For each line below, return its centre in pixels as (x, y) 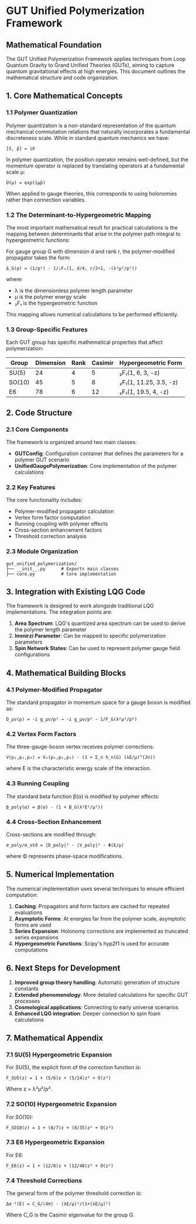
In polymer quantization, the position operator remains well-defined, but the (97, 159)
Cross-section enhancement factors (58, 530)
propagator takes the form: (39, 257)
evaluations (28, 912)
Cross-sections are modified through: (51, 834)
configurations (32, 655)
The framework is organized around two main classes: (72, 442)
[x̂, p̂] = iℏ (20, 148)
